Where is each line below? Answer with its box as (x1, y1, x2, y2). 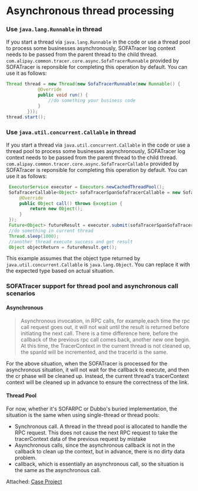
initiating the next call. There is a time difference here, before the (20, 330, 178, 337)
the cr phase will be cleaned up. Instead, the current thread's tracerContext (6, 372, 190, 379)
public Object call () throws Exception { (19, 200, 123, 207)
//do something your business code (48, 98, 136, 104)
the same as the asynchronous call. (14, 466, 101, 473)
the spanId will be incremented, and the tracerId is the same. (20, 349, 168, 356)
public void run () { (37, 92, 88, 98)
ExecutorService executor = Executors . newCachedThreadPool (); (8, 184, 165, 190)
